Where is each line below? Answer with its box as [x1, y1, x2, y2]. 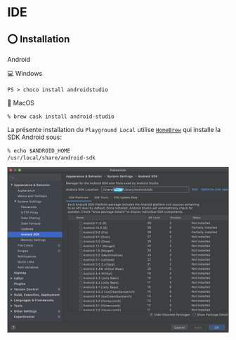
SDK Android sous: [7, 133, 62, 141]
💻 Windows [7, 70, 43, 77]
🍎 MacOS [7, 99, 35, 107]
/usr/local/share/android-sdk [7, 155, 96, 162]
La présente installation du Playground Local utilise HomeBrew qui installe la [7, 126, 221, 133]
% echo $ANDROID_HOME [7, 148, 71, 155]
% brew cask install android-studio [7, 113, 114, 120]
